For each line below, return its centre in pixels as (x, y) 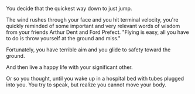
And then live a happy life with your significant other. (69, 67)
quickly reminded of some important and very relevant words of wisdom (93, 26)
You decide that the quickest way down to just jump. (69, 8)
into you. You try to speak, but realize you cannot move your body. (86, 85)
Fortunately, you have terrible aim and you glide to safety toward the (88, 50)
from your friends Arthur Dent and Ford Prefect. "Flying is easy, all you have (97, 32)
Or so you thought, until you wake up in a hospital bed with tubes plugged (95, 79)
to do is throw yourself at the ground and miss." (64, 38)
